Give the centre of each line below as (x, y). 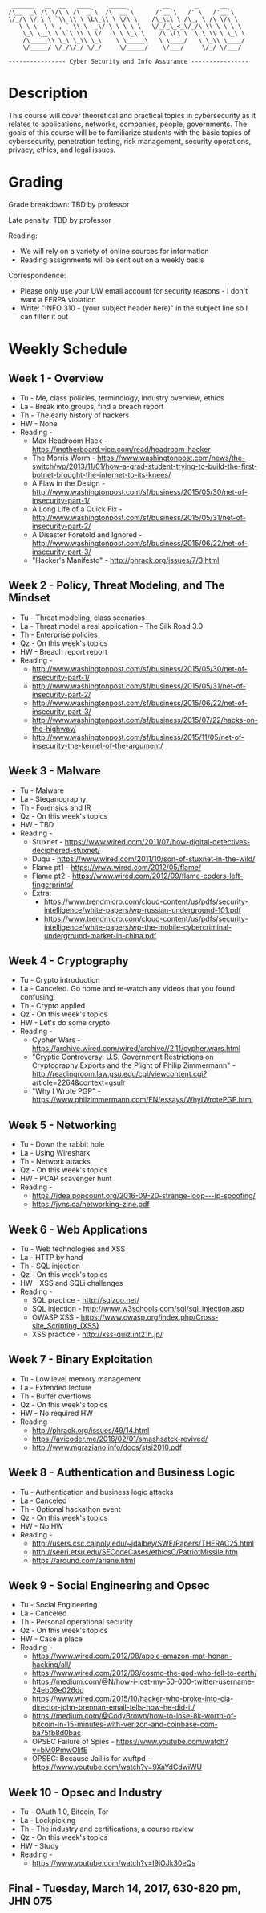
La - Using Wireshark (55, 1153)
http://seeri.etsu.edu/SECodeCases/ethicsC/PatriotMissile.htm (135, 1552)
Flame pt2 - (51, 876)
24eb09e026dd (58, 1690)
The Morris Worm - (64, 458)
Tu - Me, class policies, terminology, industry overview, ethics (122, 398)
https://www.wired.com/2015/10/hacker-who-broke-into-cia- (133, 1699)
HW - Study (39, 1846)
